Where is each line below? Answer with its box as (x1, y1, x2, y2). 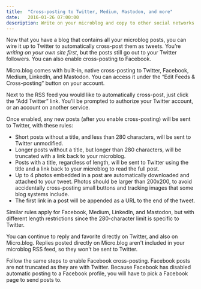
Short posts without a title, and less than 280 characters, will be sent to (14, 133, 191, 141)
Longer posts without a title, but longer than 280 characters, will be (14, 146, 182, 153)
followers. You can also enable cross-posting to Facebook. (6, 55, 152, 63)
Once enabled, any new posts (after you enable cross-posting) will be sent (6, 115, 191, 123)
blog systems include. (14, 191, 70, 198)
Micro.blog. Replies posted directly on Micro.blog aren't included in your (6, 239, 185, 247)
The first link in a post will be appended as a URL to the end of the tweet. (14, 197, 196, 204)
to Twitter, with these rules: (6, 122, 74, 129)
